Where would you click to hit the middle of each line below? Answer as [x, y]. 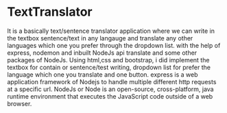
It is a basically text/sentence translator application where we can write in [111, 31]
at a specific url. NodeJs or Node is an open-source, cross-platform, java [110, 89]
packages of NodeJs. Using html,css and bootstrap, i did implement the [108, 60]
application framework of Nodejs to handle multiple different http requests [112, 81]
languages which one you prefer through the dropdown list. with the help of [114, 45]
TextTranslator [50, 12]
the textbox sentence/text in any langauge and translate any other [100, 38]
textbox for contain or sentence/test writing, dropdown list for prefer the [109, 67]
